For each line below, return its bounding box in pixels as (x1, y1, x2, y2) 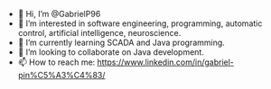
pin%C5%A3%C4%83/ (17, 70, 106, 80)
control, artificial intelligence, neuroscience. (17, 28, 182, 38)
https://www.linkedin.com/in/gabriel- (97, 57, 235, 67)
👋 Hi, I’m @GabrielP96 (17, 9, 101, 19)
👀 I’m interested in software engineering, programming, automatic (17, 18, 263, 29)
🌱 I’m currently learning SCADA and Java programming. (17, 37, 226, 48)
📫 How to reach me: (17, 57, 96, 67)
